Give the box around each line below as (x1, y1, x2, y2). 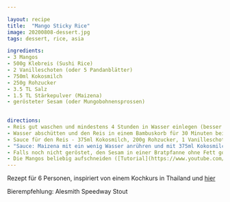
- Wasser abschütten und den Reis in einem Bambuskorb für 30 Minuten (7, 129, 213, 137)
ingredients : (7, 47, 44, 55)
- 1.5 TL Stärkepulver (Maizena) (7, 92, 103, 99)
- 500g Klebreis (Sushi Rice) (7, 60, 94, 67)
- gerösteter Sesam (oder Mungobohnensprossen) (7, 99, 146, 105)
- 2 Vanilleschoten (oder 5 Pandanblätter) (7, 66, 133, 73)
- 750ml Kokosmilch (7, 73, 63, 79)
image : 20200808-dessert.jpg (7, 29, 90, 36)
